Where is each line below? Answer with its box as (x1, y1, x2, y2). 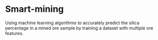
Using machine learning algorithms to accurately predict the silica (5, 20, 140, 26)
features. (5, 30, 24, 36)
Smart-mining (5, 3, 64, 15)
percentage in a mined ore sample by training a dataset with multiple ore (5, 25, 154, 31)
